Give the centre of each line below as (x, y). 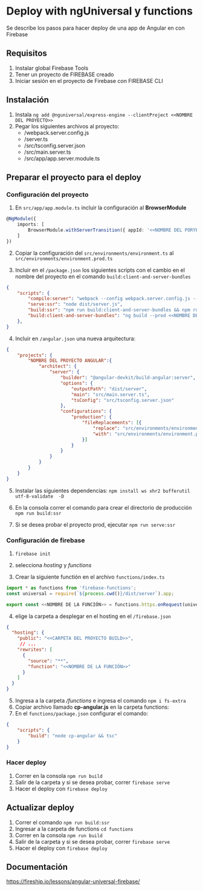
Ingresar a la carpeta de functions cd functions (74, 829)
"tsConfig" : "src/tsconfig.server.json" (122, 400)
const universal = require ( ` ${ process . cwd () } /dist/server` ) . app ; (90, 593)
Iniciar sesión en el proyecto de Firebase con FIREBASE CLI (89, 81)
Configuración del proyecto (47, 194)
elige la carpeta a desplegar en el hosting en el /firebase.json (93, 616)
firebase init (33, 554)
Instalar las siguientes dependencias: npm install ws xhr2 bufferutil (102, 490)
